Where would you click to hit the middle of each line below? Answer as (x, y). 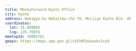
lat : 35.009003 (25, 28)
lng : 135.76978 (25, 32)
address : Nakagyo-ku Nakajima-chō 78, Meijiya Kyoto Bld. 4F (68, 18)
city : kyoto (17, 14)
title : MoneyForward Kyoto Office (40, 9)
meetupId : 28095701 (25, 37)
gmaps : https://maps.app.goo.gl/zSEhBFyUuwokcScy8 (57, 41)
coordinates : (18, 23)
